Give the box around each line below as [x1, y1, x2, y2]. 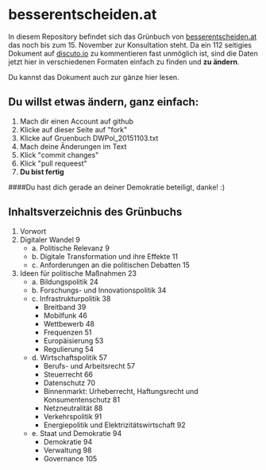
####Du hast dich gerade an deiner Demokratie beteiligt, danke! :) [8, 182, 226, 192]
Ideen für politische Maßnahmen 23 [19, 268, 137, 278]
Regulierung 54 [43, 344, 94, 353]
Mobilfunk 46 [43, 311, 87, 320]
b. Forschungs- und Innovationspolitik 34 [31, 285, 167, 295]
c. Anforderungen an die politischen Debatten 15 [31, 260, 191, 269]
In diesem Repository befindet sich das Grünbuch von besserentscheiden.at [8, 32, 257, 41]
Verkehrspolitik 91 [43, 411, 102, 421]
